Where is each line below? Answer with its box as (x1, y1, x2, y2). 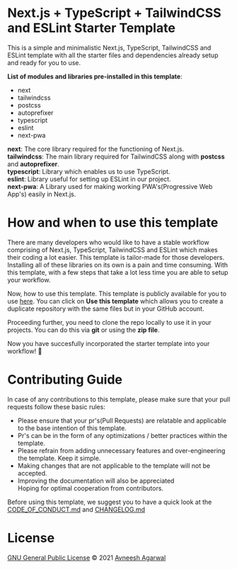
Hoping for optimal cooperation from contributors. (17, 483, 164, 493)
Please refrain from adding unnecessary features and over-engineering (17, 446, 226, 454)
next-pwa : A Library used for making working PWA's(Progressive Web (7, 182, 213, 190)
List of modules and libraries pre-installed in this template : (7, 72, 183, 81)
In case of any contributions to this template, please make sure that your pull (7, 395, 231, 403)
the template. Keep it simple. (17, 454, 101, 462)
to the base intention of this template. (17, 423, 127, 432)
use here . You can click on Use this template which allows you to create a (7, 297, 224, 305)
